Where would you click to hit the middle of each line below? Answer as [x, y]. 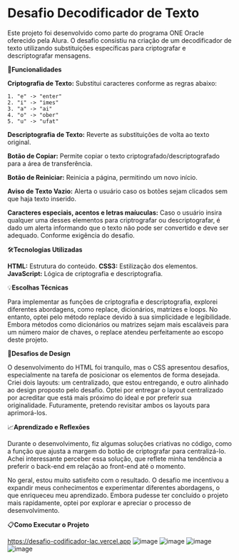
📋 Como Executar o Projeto [48, 524]
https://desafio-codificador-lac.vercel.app [69, 541]
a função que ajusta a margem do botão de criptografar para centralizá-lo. [117, 451]
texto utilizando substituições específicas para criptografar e [97, 48]
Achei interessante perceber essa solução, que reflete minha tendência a [115, 459]
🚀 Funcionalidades [35, 69]
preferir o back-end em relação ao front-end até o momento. [96, 466]
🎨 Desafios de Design [39, 353]
